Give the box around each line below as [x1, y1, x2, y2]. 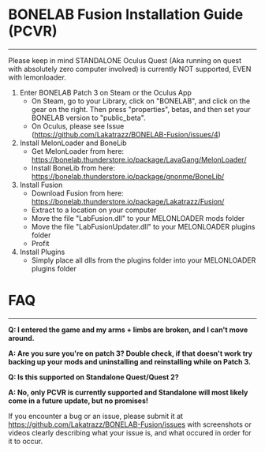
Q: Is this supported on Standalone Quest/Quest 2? [8, 372, 179, 382]
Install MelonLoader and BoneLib [19, 138, 128, 148]
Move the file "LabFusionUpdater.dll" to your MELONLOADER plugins [31, 222, 256, 231]
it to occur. [8, 436, 43, 446]
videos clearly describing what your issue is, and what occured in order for [8, 428, 252, 437]
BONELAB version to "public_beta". [31, 113, 146, 122]
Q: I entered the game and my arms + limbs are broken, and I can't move [8, 325, 248, 334]
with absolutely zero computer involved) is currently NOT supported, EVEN [8, 64, 252, 73]
